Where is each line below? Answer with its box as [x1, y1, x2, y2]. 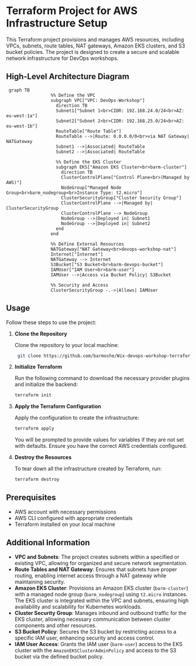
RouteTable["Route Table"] [56, 128, 122, 134]
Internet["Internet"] [50, 251, 104, 257]
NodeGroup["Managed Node [61, 185, 122, 191]
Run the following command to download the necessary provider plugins [14, 375, 190, 382]
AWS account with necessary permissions [14, 508, 116, 515]
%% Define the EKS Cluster [56, 159, 122, 165]
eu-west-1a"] [6, 113, 38, 118]
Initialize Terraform [14, 363, 63, 371]
